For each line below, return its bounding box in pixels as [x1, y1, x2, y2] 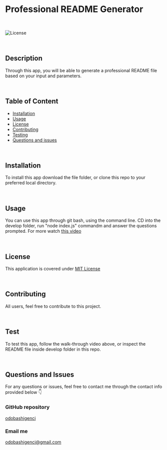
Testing [12, 131, 28, 137]
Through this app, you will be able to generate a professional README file [5, 67, 157, 73]
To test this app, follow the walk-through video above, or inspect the [5, 341, 146, 347]
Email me [5, 427, 28, 434]
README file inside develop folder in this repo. [5, 346, 101, 352]
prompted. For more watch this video [5, 228, 81, 234]
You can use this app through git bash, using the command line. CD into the [5, 217, 161, 224]
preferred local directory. [5, 180, 56, 186]
